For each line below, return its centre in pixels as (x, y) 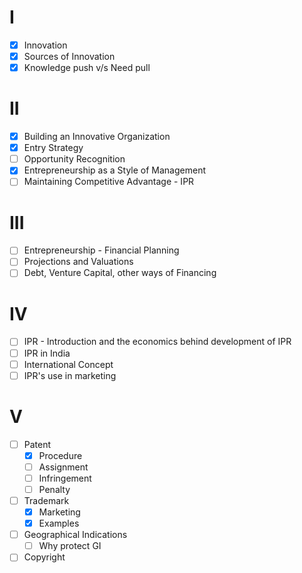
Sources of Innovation (69, 56)
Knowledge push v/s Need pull (87, 68)
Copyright (44, 557)
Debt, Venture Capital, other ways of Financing (120, 273)
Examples (59, 523)
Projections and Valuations (78, 262)
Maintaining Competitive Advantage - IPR (109, 182)
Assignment (63, 467)
